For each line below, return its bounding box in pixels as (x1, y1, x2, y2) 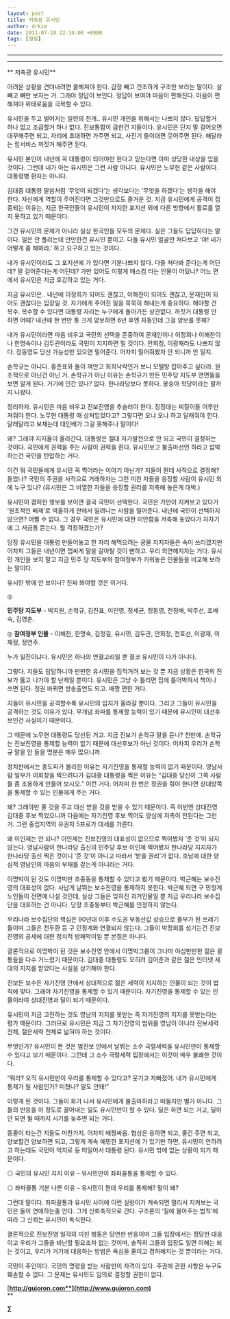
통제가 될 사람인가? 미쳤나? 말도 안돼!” (7, 1082, 110, 1091)
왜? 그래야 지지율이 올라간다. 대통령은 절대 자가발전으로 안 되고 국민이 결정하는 (7, 434, 217, 443)
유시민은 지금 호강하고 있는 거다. (19, 276, 106, 284)
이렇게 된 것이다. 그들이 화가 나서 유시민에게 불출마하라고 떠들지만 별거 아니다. (7, 1097, 216, 1106)
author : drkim (7, 23, 48, 30)
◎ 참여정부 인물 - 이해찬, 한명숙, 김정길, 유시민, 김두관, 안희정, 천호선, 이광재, (7, 629, 214, 638)
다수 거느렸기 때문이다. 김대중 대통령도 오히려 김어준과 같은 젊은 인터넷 (25, 955, 214, 964)
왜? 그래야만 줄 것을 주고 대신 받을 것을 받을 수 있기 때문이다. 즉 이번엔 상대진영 (7, 803, 218, 811)
